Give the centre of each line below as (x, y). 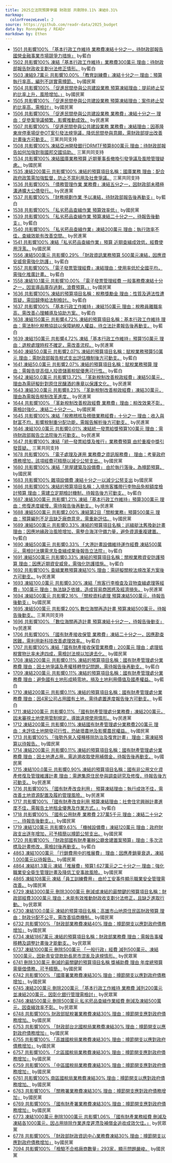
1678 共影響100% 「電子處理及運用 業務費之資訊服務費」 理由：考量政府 (89, 454)
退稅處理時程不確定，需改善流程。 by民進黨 (68, 345)
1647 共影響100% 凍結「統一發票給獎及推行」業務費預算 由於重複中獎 (86, 441)
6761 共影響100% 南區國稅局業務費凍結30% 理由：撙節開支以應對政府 (87, 1078)
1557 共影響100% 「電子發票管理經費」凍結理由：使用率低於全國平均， (88, 268)
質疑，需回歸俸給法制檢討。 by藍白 (50, 300)
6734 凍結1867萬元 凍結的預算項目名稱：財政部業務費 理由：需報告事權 (88, 936)
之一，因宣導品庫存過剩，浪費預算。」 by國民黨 (62, 287)
